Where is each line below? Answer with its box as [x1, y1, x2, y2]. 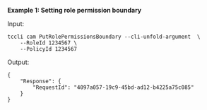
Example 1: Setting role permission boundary [7, 6, 142, 14]
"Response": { [20, 78, 61, 85]
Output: [7, 58, 30, 66]
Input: [7, 20, 25, 28]
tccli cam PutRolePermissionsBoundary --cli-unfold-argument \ [7, 33, 201, 40]
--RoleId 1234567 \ [20, 39, 78, 47]
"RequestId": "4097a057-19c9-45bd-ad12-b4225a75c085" [32, 84, 194, 91]
